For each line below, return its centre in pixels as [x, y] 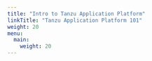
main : [22, 40]
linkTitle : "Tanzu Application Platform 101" [75, 20]
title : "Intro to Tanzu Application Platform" [76, 14]
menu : [15, 33]
